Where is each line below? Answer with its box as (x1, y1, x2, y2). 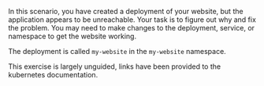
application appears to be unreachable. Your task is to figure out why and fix (8, 15, 256, 24)
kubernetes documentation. (8, 70, 99, 79)
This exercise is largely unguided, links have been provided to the (8, 62, 221, 71)
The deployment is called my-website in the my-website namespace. (8, 47, 226, 56)
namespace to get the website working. (8, 31, 136, 41)
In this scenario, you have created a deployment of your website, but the (8, 7, 244, 16)
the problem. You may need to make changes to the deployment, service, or (8, 23, 255, 32)
